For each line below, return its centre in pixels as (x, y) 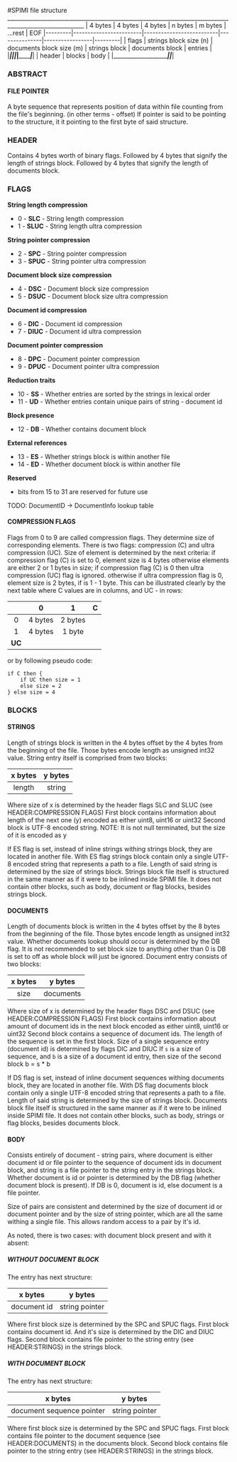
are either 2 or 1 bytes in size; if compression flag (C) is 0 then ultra (106, 567)
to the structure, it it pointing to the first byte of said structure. (98, 122)
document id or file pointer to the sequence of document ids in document (115, 1163)
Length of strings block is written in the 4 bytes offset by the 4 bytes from (115, 743)
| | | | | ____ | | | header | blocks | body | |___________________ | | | (91, 55)
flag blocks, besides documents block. (64, 1123)
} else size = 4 (31, 692)
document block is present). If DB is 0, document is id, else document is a (115, 1186)
